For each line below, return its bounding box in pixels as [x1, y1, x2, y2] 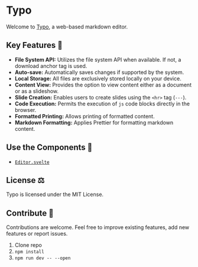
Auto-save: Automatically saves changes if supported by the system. [14, 69, 184, 76]
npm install [14, 249, 44, 255]
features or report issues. [6, 230, 68, 237]
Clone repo [14, 242, 43, 249]
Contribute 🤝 [6, 208, 54, 218]
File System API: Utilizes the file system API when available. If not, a [14, 56, 181, 63]
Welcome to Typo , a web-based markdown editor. [6, 23, 128, 30]
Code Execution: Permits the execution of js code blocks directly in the [14, 100, 190, 107]
